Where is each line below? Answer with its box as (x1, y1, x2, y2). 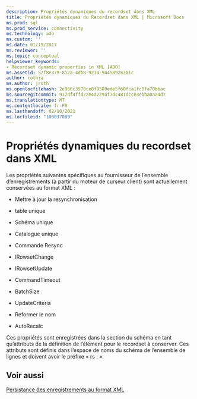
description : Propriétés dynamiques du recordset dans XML (6, 8, 155, 15)
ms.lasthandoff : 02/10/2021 (6, 108, 76, 114)
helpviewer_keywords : (6, 58, 60, 64)
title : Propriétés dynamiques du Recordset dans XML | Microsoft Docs (6, 14, 185, 20)
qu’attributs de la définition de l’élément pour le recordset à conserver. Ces (6, 340, 189, 348)
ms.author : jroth (6, 81, 49, 87)
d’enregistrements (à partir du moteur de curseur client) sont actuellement (6, 178, 188, 185)
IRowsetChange (14, 253, 54, 260)
